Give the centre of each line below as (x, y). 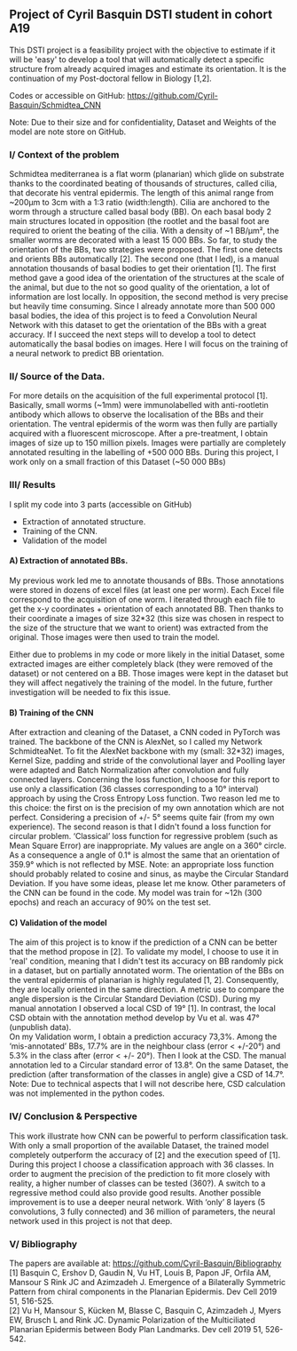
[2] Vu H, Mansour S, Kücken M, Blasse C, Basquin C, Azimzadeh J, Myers (145, 1310)
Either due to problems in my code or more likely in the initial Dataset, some (147, 654)
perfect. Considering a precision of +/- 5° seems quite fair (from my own (142, 818)
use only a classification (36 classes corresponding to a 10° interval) (134, 789)
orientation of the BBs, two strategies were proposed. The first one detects (146, 250)
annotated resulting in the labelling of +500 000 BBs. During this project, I (144, 452)
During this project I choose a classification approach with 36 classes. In (142, 1164)
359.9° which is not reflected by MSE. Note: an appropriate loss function (142, 865)
